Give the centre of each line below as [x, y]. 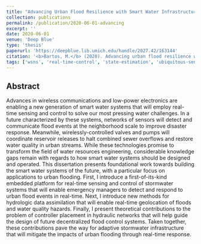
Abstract [23, 86]
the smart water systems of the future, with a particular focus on [86, 171]
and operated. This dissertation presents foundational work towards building [100, 164]
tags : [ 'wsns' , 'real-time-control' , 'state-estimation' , [80, 62]
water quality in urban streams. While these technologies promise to [90, 145]
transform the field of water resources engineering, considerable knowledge [100, 152]
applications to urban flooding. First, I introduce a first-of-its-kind [87, 177]
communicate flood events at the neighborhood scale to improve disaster [97, 126]
